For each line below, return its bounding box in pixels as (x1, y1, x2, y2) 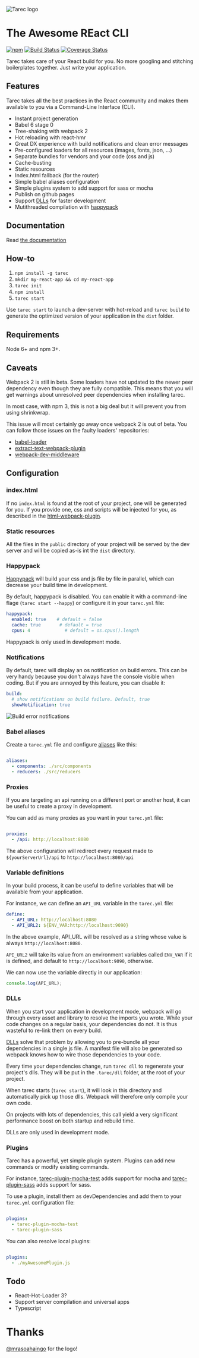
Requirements (6, 330, 59, 340)
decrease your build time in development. (6, 582, 108, 589)
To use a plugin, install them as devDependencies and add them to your (6, 1193, 182, 1200)
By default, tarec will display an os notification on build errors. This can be (6, 667, 188, 674)
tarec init (14, 283, 42, 289)
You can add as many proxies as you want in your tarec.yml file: (6, 814, 163, 821)
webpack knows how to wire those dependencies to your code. (6, 1050, 162, 1058)
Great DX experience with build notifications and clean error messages (14, 140, 188, 147)
